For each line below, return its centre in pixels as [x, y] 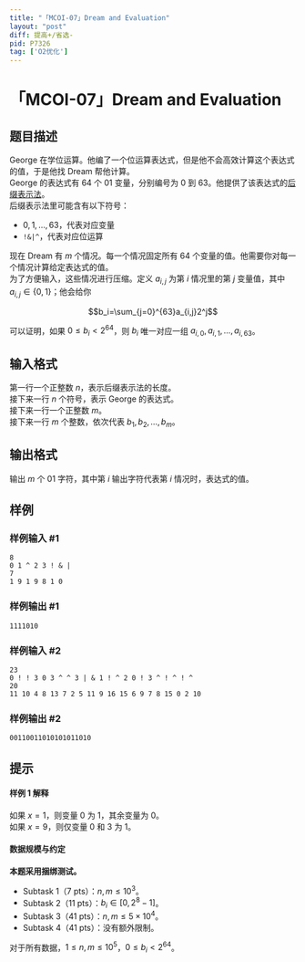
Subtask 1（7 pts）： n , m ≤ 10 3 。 [83, 890]
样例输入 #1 [34, 538]
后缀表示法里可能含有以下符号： [69, 205]
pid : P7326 [30, 43]
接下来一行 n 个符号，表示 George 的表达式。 [94, 399]
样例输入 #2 [36, 651]
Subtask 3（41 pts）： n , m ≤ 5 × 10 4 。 [93, 915]
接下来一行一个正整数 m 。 [58, 410]
